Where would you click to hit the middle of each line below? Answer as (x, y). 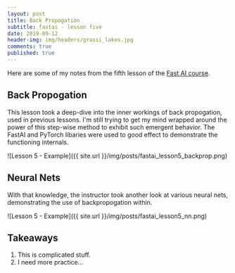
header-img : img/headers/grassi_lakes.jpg (70, 40)
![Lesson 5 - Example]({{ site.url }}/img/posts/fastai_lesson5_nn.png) (107, 216)
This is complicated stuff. (54, 255)
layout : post (26, 14)
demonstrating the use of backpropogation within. (80, 202)
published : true (31, 53)
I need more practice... (50, 262)
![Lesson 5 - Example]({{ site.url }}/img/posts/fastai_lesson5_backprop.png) (117, 155)
